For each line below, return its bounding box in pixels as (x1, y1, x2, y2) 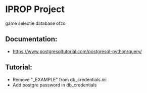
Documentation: (5, 35, 58, 43)
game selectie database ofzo (5, 20, 66, 26)
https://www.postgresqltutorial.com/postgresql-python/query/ (12, 48, 142, 54)
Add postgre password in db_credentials (12, 82, 97, 88)
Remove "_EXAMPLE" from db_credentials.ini (12, 76, 107, 82)
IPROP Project (5, 4, 65, 15)
